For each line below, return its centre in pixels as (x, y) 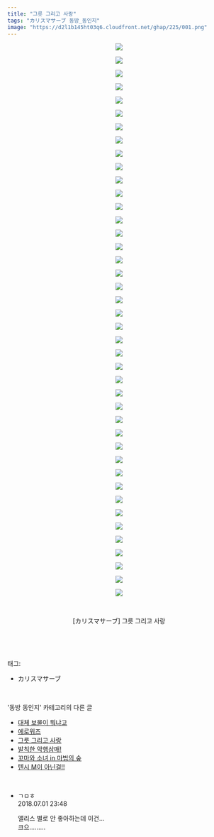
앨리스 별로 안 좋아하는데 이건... (61, 819)
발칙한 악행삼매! (39, 749)
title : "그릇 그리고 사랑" (42, 14)
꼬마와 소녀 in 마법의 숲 (50, 758)
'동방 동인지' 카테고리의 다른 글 (50, 708)
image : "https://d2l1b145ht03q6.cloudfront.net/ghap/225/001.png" (107, 27)
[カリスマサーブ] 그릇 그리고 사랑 (119, 621)
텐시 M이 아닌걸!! (41, 767)
